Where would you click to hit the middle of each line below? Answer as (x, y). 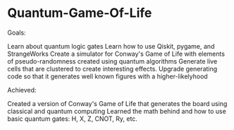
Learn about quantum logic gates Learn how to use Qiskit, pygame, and (111, 46)
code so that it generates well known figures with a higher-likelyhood (107, 76)
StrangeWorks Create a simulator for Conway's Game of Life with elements (116, 54)
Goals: (17, 32)
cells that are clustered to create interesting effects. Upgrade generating (112, 69)
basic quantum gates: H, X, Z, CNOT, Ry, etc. (72, 119)
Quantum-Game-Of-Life (80, 13)
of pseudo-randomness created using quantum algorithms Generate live (112, 61)
